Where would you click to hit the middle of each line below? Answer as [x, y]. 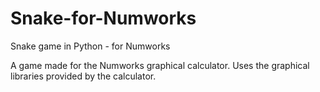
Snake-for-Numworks [103, 18]
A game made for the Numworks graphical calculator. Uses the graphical [160, 65]
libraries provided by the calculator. [83, 76]
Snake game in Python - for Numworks [90, 46]
